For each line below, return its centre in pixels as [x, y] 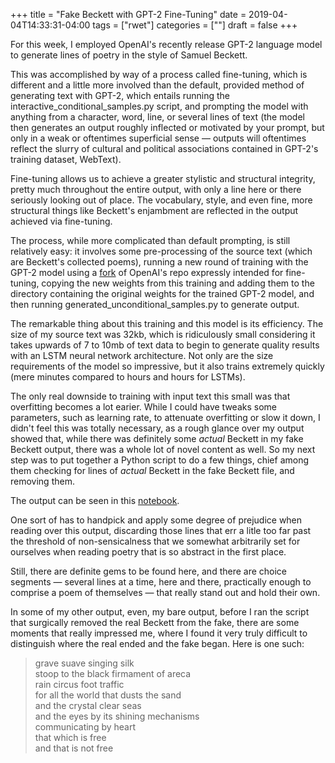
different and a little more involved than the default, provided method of [157, 85]
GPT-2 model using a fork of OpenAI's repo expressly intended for [147, 272]
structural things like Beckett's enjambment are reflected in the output [154, 210]
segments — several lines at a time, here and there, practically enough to [161, 582]
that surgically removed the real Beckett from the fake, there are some [155, 622]
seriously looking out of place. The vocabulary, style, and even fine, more [161, 200]
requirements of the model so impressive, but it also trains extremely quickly [167, 366]
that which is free [70, 737]
